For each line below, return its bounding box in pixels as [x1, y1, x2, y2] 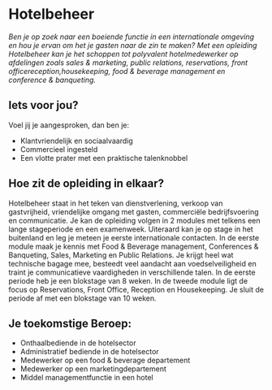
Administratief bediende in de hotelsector [19, 347, 160, 357]
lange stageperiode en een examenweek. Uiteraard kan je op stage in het [8, 224, 253, 234]
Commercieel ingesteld [19, 144, 98, 154]
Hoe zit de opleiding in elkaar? [8, 176, 165, 191]
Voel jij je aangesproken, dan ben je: [8, 119, 130, 130]
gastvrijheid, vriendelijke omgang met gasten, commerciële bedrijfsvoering [8, 206, 259, 216]
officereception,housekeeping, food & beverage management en [8, 66, 226, 76]
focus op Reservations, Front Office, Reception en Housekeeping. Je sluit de [8, 284, 265, 294]
